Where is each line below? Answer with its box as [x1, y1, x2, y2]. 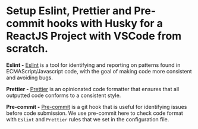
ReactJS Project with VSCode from [6, 30, 182, 43]
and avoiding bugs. [6, 74, 54, 81]
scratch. [6, 42, 49, 56]
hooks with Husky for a [46, 17, 164, 30]
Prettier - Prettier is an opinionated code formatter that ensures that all [6, 85, 180, 92]
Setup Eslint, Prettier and [6, 4, 132, 18]
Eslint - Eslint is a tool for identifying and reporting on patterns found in [6, 61, 181, 69]
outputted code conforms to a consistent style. [6, 92, 121, 99]
